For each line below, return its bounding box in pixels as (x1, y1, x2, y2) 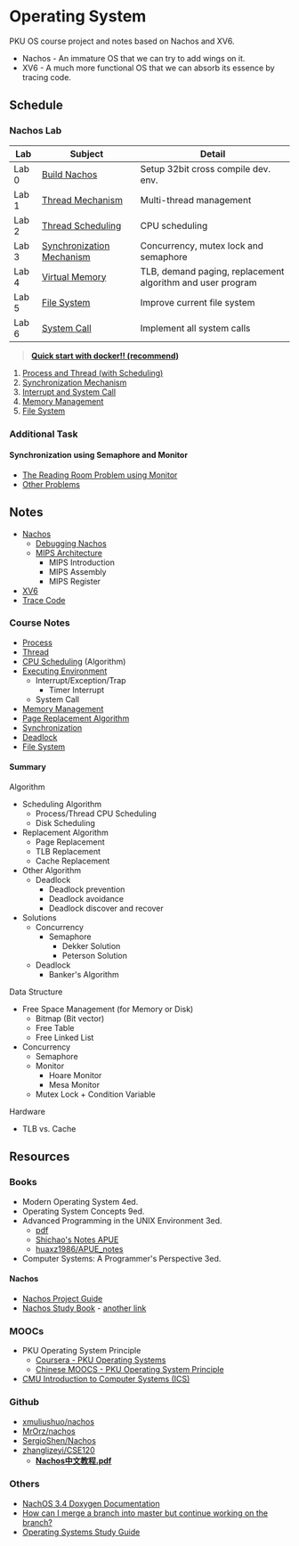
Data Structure (9, 986, 63, 997)
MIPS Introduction (48, 557, 116, 568)
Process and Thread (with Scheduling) (21, 367, 164, 378)
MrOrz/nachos (21, 1426, 76, 1436)
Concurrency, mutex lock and (140, 239, 264, 251)
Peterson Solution (61, 951, 127, 961)
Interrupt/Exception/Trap (35, 675, 126, 685)
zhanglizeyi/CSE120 (21, 1444, 95, 1455)
